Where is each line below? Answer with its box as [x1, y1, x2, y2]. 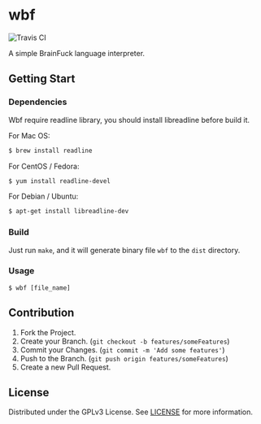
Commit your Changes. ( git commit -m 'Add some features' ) [20, 344, 225, 355]
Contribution [8, 306, 75, 320]
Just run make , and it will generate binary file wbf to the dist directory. [8, 245, 241, 255]
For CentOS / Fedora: [8, 161, 80, 171]
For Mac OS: [8, 130, 50, 140]
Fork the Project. [20, 327, 76, 337]
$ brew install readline [8, 146, 93, 155]
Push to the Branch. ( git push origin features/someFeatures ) [20, 353, 229, 363]
